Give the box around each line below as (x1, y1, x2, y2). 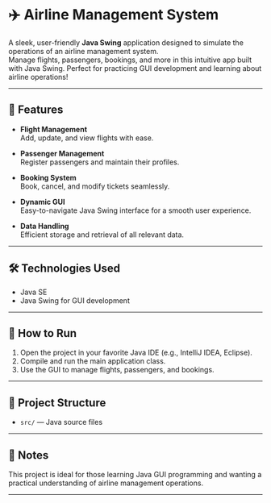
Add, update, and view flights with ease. (19, 133, 154, 143)
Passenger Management (19, 148, 105, 158)
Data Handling (19, 221, 69, 231)
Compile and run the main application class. (19, 356, 166, 366)
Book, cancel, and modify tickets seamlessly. (19, 181, 170, 191)
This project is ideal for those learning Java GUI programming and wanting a (8, 470, 262, 479)
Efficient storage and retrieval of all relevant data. (19, 230, 184, 239)
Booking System (19, 173, 77, 182)
